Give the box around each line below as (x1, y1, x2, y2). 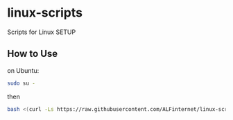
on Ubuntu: (7, 66, 40, 74)
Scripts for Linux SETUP (7, 28, 76, 36)
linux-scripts (7, 5, 83, 21)
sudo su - (7, 80, 36, 87)
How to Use (7, 48, 58, 60)
